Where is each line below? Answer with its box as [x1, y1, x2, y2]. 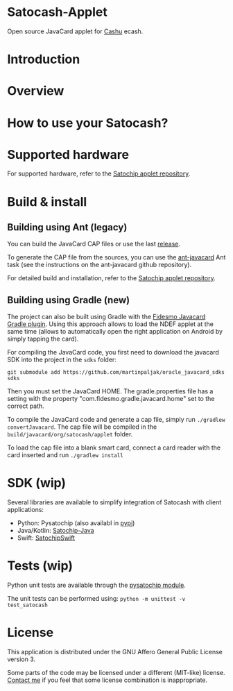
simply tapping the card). [7, 334, 79, 343]
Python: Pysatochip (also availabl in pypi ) [17, 519, 135, 527]
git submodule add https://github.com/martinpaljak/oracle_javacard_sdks [7, 369, 225, 376]
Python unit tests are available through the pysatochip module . [7, 581, 186, 590]
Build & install [7, 194, 87, 210]
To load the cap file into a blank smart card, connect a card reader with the [7, 443, 221, 452]
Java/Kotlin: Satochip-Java [17, 527, 95, 535]
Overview [7, 83, 64, 99]
